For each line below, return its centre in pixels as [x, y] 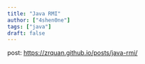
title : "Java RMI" [34, 14]
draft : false [26, 33]
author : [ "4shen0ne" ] [39, 20]
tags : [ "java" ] [29, 26]
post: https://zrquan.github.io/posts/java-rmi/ [72, 53]
